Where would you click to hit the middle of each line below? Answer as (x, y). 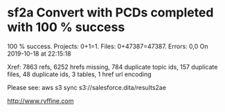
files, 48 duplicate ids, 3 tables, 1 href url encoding (79, 74)
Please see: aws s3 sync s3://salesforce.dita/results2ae (87, 87)
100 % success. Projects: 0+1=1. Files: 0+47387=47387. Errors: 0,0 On (108, 46)
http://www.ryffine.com (40, 100)
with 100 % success (66, 27)
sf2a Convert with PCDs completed (110, 13)
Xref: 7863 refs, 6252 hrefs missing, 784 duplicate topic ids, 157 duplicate (112, 67)
